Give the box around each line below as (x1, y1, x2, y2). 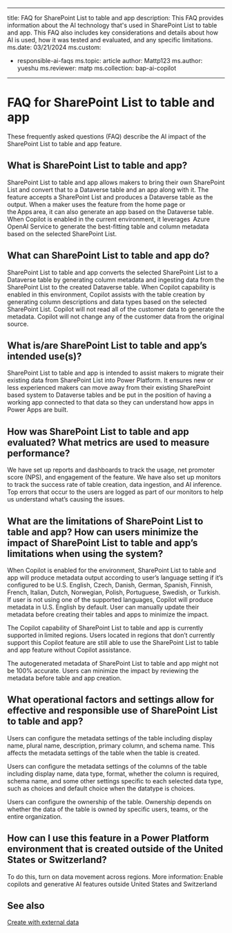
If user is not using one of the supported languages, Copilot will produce (7, 596, 213, 603)
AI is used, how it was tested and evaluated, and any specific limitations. (7, 36, 213, 44)
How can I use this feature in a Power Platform (7, 833, 209, 844)
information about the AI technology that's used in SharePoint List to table (7, 21, 217, 29)
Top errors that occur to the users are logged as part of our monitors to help (7, 488, 224, 496)
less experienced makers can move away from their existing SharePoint (7, 384, 211, 392)
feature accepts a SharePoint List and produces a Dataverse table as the (7, 193, 213, 201)
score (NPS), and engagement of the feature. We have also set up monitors (7, 473, 221, 481)
